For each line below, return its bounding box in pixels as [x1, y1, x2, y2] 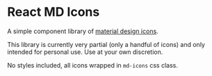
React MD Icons [7, 4, 100, 20]
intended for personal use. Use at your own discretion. [7, 48, 163, 56]
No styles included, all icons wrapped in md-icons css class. [7, 61, 179, 69]
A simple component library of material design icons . [7, 27, 158, 35]
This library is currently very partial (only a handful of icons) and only [7, 40, 205, 48]
